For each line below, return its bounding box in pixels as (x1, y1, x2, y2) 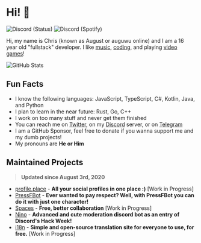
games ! (6, 49, 25, 57)
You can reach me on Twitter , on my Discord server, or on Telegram (14, 121, 183, 128)
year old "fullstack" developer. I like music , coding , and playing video (6, 43, 178, 51)
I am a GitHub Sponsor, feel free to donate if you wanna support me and (14, 127, 194, 134)
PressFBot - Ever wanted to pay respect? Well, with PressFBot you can (14, 191, 194, 198)
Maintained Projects (6, 157, 84, 168)
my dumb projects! (14, 133, 62, 140)
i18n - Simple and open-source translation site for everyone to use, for (14, 223, 194, 231)
